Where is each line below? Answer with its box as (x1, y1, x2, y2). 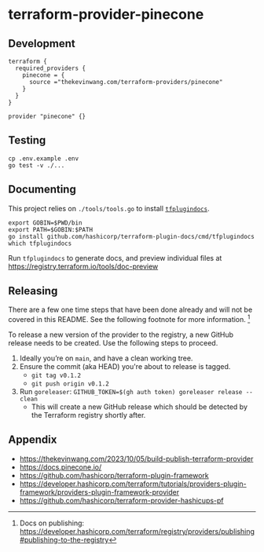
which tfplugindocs (8, 239, 72, 247)
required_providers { (15, 64, 86, 72)
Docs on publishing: (19, 518, 85, 528)
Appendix (8, 433, 57, 447)
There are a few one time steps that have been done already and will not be (8, 305, 253, 315)
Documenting (8, 183, 76, 196)
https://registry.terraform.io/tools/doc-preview (8, 261, 159, 271)
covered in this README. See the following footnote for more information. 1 (8, 313, 251, 324)
